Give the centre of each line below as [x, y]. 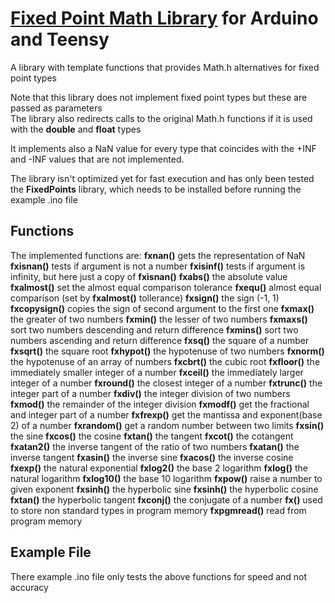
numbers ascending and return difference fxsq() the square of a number [160, 340]
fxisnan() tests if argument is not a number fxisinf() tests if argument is [158, 266]
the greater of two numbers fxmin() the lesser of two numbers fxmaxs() [159, 319]
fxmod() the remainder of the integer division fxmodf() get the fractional [160, 404]
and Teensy [60, 39]
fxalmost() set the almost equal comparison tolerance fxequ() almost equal [166, 287]
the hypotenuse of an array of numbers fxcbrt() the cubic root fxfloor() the [165, 361]
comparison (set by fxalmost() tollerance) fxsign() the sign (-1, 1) [145, 298]
